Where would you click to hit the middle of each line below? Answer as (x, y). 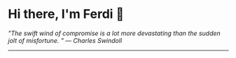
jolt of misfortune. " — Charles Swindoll (65, 40)
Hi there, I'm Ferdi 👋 (66, 14)
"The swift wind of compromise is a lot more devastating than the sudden (114, 33)
